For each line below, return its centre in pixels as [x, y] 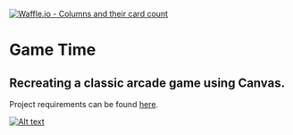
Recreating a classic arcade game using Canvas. [147, 83]
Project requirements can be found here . [84, 104]
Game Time [53, 50]
